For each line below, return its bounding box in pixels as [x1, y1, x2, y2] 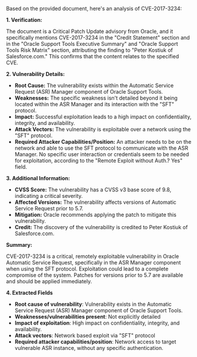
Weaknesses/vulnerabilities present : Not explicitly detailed [14, 313, 161, 320]
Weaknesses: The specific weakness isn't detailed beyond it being [14, 94, 178, 101]
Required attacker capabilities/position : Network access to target [14, 338, 176, 345]
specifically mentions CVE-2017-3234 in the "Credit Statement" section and [6, 34, 190, 41]
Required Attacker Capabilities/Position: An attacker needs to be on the [14, 138, 192, 145]
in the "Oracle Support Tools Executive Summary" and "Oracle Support [6, 41, 178, 47]
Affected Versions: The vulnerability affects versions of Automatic [14, 199, 176, 206]
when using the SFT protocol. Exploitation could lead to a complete [6, 265, 169, 272]
